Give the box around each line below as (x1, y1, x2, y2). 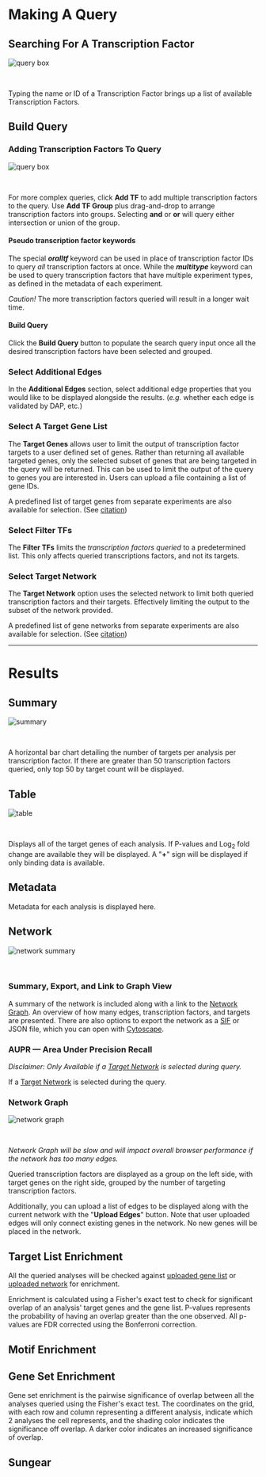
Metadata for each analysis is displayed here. (8, 901, 157, 912)
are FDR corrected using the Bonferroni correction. (31, 1320, 198, 1330)
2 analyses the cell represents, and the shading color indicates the (8, 1416, 225, 1426)
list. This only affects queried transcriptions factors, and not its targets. (8, 550, 240, 560)
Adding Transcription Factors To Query (8, 144, 162, 155)
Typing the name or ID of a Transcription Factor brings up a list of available (8, 89, 253, 98)
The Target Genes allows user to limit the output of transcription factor (8, 439, 240, 448)
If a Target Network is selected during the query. (8, 1077, 167, 1087)
